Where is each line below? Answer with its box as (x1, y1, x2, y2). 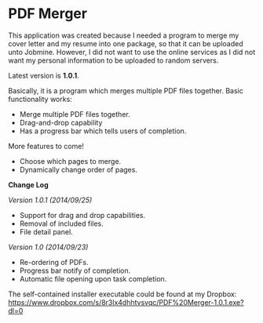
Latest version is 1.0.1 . (8, 71, 80, 80)
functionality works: (8, 94, 72, 103)
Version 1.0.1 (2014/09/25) (8, 195, 93, 205)
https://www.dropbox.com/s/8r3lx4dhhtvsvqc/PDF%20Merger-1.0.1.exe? (8, 297, 245, 307)
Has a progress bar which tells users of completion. (19, 126, 187, 136)
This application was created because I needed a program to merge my (8, 31, 239, 40)
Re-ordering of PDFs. (19, 257, 89, 267)
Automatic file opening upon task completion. (19, 274, 167, 283)
